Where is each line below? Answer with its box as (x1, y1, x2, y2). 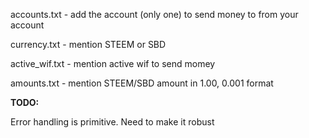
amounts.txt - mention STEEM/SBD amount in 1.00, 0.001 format (10, 77, 274, 89)
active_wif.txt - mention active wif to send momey (10, 58, 216, 69)
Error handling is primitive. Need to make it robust (10, 116, 215, 128)
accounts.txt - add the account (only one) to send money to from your (10, 9, 299, 20)
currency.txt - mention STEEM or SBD (10, 39, 167, 50)
